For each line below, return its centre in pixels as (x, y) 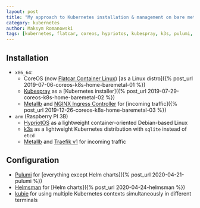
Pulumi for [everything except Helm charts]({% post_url (83, 174)
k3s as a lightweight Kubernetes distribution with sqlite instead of (105, 129)
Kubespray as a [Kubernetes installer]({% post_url (85, 91)
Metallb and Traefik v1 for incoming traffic (75, 141)
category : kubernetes (33, 23)
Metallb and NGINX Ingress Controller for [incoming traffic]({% (101, 103)
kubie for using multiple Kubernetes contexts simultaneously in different (103, 193)
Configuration (33, 160)
